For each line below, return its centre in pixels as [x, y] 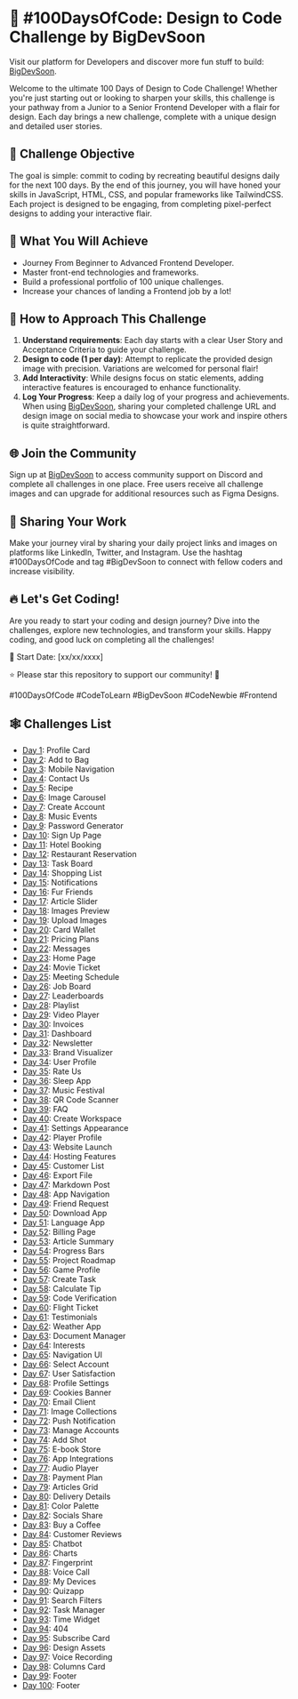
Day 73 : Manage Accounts [71, 1430]
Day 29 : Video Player [60, 1014]
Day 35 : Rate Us [52, 1071]
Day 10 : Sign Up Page [62, 835]
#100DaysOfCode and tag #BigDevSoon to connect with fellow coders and [146, 562]
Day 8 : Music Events [60, 816]
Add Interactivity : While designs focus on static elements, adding [143, 378]
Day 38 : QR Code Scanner [70, 1099]
